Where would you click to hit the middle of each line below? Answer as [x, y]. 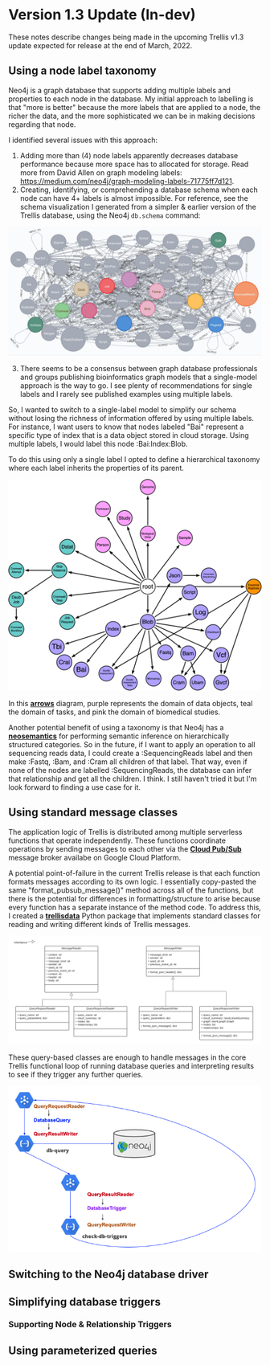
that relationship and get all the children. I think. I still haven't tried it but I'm [133, 779]
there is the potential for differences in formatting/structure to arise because [135, 898]
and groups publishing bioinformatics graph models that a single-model [138, 377]
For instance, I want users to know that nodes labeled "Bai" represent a [126, 427]
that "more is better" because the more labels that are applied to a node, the [135, 107]
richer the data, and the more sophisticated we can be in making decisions [132, 116]
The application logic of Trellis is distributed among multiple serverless [125, 832]
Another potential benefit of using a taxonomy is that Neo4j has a [116, 727]
